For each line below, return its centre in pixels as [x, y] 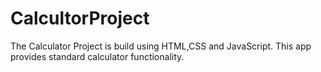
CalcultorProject [80, 18]
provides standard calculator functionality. [97, 56]
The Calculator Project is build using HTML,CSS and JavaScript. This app [161, 46]
